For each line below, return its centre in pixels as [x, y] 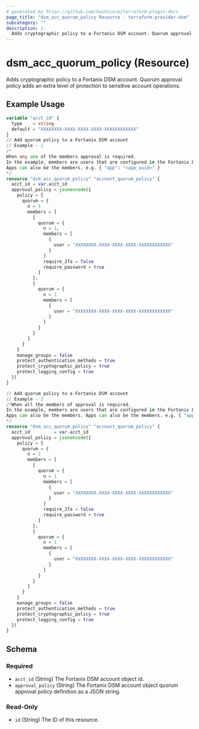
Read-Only [22, 706]
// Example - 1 [25, 146]
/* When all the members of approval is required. [69, 405]
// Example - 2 [25, 399]
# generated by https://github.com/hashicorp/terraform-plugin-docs [92, 12]
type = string [33, 123]
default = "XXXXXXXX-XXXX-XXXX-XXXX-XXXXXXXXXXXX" [75, 129]
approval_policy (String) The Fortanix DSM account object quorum [97, 685]
